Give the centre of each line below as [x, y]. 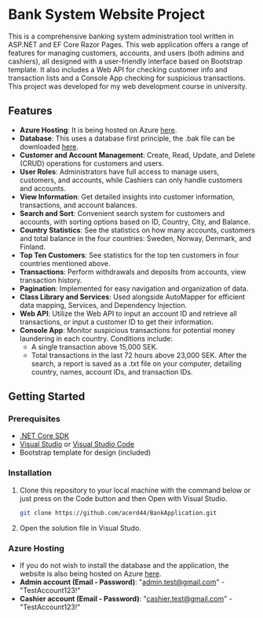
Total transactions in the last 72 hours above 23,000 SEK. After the [139, 355]
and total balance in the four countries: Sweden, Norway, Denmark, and [135, 238]
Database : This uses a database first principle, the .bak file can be [127, 138]
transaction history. [51, 280]
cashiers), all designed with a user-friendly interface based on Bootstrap [126, 61]
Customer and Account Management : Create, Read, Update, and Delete [137, 155]
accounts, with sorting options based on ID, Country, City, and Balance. [135, 221]
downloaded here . [49, 146]
